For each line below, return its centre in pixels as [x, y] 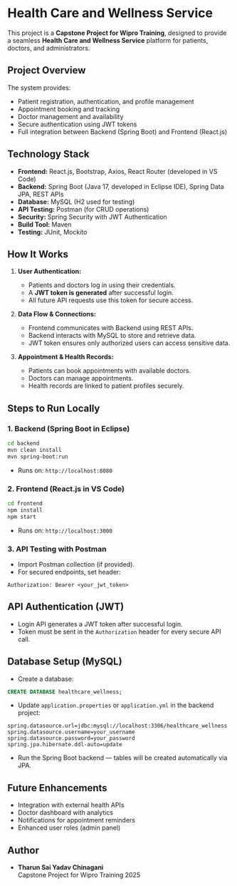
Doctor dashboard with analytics [65, 813]
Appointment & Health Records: [65, 357]
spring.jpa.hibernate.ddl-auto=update [65, 745]
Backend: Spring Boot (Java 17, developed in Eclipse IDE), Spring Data [121, 186]
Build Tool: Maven [44, 224]
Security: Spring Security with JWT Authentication [92, 217]
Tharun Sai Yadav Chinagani [60, 867]
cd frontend [25, 503]
